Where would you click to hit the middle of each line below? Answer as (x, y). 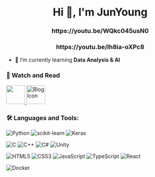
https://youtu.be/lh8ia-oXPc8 (100, 47)
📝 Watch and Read (33, 75)
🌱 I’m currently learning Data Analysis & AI (67, 60)
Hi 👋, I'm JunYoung (100, 12)
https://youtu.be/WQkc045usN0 (100, 31)
